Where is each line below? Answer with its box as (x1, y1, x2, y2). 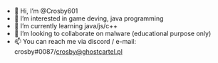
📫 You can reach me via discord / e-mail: (14, 38, 137, 45)
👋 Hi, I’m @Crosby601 (14, 7, 78, 15)
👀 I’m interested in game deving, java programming (14, 14, 164, 23)
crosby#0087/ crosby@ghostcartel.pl (14, 47, 123, 56)
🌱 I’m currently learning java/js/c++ (14, 22, 118, 30)
